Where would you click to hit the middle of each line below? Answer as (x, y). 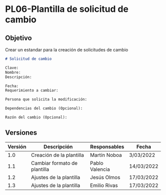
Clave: (12, 68)
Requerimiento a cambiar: (32, 91)
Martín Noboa (106, 155)
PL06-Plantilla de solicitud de (67, 9)
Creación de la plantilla (58, 155)
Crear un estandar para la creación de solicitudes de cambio (67, 50)
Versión (17, 146)
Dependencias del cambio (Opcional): (44, 108)
